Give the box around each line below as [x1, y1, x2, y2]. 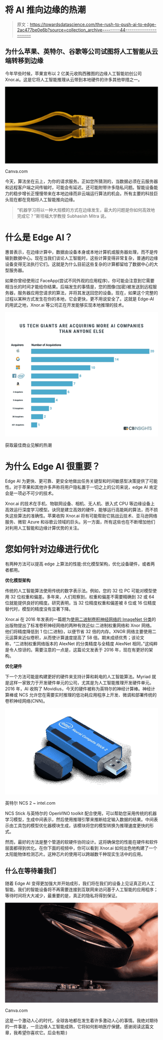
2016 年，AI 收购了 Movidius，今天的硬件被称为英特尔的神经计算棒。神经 [5, 686, 151, 692]
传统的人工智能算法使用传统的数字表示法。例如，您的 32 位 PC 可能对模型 [5, 588, 153, 594]
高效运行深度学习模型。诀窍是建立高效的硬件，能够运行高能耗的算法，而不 [5, 507, 154, 513]
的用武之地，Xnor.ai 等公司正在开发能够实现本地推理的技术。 [5, 302, 127, 308]
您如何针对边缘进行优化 [5, 544, 99, 555]
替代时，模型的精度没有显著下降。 [5, 606, 73, 612]
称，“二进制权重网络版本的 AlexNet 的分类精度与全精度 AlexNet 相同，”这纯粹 [5, 641, 158, 647]
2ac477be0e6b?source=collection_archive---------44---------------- [16, 27, 157, 33]
